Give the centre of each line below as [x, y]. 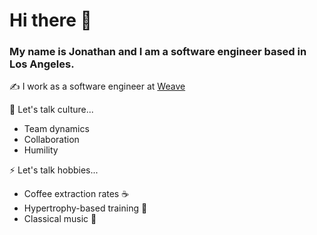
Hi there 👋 [50, 20]
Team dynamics [56, 129]
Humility [41, 150]
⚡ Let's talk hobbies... [54, 170]
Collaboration [51, 140]
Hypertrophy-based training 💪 [85, 208]
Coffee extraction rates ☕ [76, 194]
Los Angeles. [42, 64]
